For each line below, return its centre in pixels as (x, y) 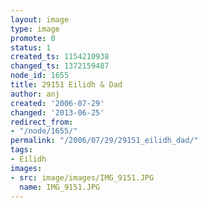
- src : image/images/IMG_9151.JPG (82, 177)
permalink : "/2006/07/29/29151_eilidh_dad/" (104, 141)
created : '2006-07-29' (57, 103)
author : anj (35, 94)
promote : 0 (33, 38)
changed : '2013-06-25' (57, 112)
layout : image (40, 19)
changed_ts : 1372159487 (60, 66)
